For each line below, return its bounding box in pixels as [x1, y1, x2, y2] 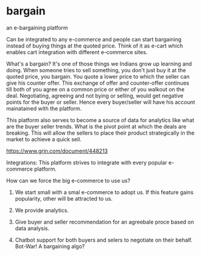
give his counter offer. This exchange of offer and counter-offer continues [6, 79, 190, 87]
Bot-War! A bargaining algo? [14, 242, 85, 250]
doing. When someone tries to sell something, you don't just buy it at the [6, 66, 187, 73]
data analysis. [14, 224, 50, 232]
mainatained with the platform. [6, 105, 82, 112]
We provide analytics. [14, 206, 69, 214]
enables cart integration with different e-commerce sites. [6, 48, 148, 55]
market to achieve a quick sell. [6, 135, 82, 142]
